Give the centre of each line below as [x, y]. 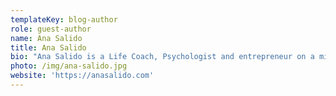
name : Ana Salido [46, 38]
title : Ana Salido [48, 47]
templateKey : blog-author [64, 19]
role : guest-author [51, 29]
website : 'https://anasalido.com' [82, 76]
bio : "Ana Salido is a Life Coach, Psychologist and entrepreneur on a [162, 57]
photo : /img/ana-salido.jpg [69, 66]
